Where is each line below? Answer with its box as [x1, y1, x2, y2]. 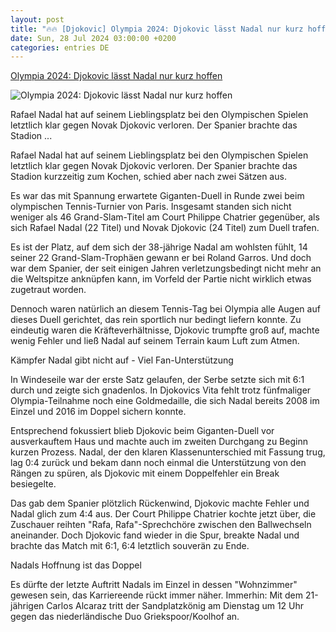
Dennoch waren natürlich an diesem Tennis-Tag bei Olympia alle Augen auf [10, 303, 321, 315]
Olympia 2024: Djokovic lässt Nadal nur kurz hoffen [10, 70, 223, 82]
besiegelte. [10, 478, 57, 490]
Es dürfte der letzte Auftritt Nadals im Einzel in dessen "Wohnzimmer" [10, 579, 298, 591]
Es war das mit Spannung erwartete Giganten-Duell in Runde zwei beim [10, 190, 305, 202]
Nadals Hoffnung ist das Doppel [10, 559, 142, 571]
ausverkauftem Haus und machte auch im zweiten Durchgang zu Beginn [10, 436, 308, 448]
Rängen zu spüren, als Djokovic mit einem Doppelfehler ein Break [10, 467, 280, 480]
